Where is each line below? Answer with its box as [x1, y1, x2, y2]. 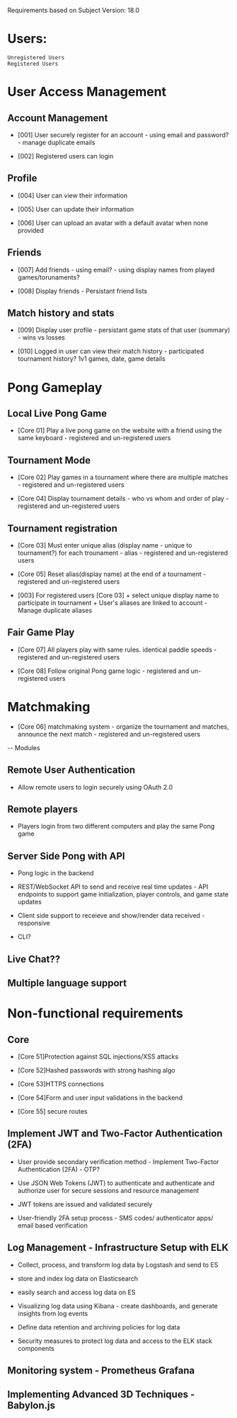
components [17, 1344, 54, 1352]
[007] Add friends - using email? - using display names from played [17, 265, 215, 274]
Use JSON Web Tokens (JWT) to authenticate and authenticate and [17, 1178, 215, 1187]
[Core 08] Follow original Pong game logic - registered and [17, 667, 190, 675]
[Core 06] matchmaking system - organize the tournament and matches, [17, 722, 230, 731]
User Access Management [7, 84, 167, 100]
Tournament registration [7, 522, 118, 534]
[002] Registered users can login [17, 151, 114, 160]
